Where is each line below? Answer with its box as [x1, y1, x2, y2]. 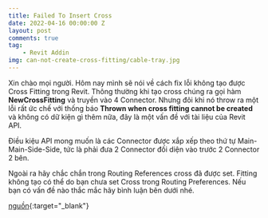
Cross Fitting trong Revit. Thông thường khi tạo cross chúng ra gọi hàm [8, 86, 242, 96]
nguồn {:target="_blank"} [8, 200, 89, 210]
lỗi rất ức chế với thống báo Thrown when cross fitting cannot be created [8, 103, 253, 113]
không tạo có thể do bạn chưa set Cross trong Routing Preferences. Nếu [8, 176, 246, 186]
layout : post [8, 26, 52, 34]
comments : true [8, 34, 59, 42]
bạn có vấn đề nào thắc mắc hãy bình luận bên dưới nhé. [8, 185, 195, 195]
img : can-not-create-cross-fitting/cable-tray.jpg [8, 57, 180, 65]
